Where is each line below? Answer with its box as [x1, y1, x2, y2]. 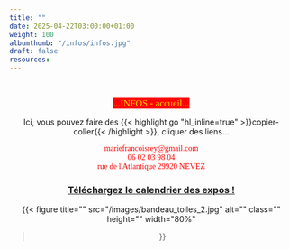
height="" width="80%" [106, 214, 196, 225]
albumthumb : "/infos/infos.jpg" [9, 38, 131, 48]
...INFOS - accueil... [113, 97, 190, 109]
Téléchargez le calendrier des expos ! [67, 183, 236, 196]
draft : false [9, 47, 59, 56]
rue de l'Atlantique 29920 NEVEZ [97, 162, 205, 171]
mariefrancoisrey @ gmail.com [104, 144, 199, 153]
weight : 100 [9, 30, 54, 39]
